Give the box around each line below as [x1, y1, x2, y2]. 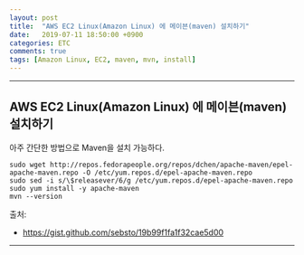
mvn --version [9, 192, 63, 201]
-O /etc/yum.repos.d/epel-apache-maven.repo [81, 168, 253, 177]
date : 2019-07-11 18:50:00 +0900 [9, 30, 144, 39]
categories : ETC [9, 38, 71, 48]
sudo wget [9, 160, 47, 169]
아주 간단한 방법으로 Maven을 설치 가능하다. [9, 142, 166, 153]
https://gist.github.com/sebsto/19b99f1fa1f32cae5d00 [22, 227, 224, 238]
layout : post [9, 13, 59, 23]
